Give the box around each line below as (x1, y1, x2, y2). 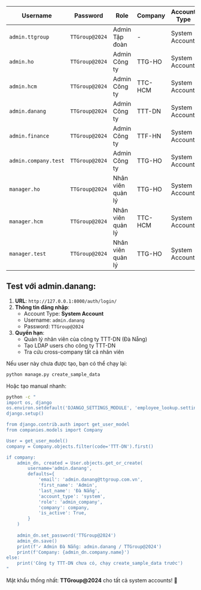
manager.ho (9, 186, 40, 193)
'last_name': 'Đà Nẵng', (38, 487, 100, 494)
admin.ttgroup (9, 34, 50, 40)
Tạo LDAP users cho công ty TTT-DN (23, 342, 115, 349)
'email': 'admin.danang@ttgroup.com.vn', (38, 477, 144, 483)
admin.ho (9, 58, 34, 65)
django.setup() (6, 411, 44, 417)
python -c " (6, 394, 36, 400)
